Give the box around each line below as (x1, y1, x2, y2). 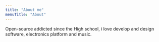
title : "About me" (5, 7, 44, 12)
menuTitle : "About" (5, 12, 46, 17)
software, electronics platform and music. (5, 31, 92, 37)
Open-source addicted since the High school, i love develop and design (5, 25, 154, 31)
